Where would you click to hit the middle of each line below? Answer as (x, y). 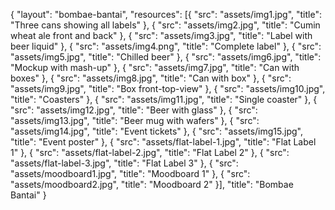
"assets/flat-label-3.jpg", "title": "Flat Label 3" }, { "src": (124, 163)
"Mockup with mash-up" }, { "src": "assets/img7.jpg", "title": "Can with (155, 67)
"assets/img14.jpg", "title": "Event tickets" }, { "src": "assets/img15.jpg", (156, 131)
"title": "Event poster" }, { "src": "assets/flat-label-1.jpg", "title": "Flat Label (163, 142)
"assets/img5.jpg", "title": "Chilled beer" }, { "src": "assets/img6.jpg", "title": (166, 57)
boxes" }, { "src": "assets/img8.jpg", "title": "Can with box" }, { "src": (151, 78)
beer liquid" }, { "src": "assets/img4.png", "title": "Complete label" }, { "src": (166, 46)
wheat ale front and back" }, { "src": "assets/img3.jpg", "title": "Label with (161, 35)
